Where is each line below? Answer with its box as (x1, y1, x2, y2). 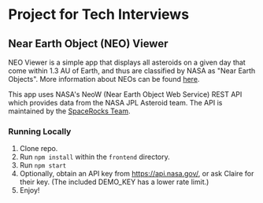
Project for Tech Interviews (8, 6, 190, 24)
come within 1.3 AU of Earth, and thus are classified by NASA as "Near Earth (8, 66, 256, 76)
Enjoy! (19, 186, 40, 195)
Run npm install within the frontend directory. (19, 152, 171, 162)
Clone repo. (19, 144, 58, 153)
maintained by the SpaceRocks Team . (8, 106, 131, 116)
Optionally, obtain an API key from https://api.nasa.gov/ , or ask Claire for (19, 169, 254, 179)
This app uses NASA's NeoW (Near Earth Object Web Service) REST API (8, 90, 243, 99)
